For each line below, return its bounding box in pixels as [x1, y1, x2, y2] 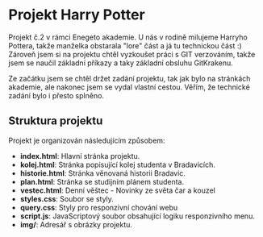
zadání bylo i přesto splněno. [8, 90, 105, 100]
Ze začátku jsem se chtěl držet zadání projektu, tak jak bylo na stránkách [8, 73, 251, 83]
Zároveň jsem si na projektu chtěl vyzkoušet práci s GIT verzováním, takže [8, 49, 256, 59]
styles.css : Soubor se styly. [19, 193, 115, 203]
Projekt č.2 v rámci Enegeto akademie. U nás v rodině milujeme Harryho [8, 32, 248, 42]
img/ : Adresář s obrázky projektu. [19, 219, 133, 229]
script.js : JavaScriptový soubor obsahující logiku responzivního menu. [19, 211, 256, 221]
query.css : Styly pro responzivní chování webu [19, 202, 178, 212]
